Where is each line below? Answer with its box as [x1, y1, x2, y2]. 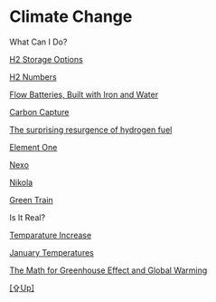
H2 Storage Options [9, 54, 83, 64]
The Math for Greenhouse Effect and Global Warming [9, 265, 208, 276]
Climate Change [9, 6, 133, 27]
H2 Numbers [9, 71, 57, 83]
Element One [9, 141, 58, 152]
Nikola [9, 177, 33, 188]
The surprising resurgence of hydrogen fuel [9, 124, 173, 135]
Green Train [9, 194, 54, 205]
